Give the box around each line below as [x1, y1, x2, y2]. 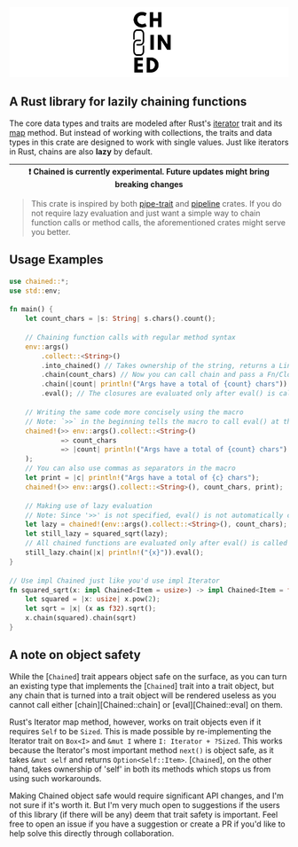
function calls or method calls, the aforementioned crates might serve [30, 216, 286, 228]
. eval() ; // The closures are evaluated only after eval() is [41, 389, 276, 398]
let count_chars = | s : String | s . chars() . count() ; [25, 314, 216, 324]
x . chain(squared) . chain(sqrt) [25, 614, 137, 623]
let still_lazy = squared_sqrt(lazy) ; [25, 529, 169, 538]
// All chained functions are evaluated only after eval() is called [25, 539, 288, 548]
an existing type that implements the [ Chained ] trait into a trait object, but [9, 680, 275, 691]
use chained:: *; [9, 277, 69, 286]
